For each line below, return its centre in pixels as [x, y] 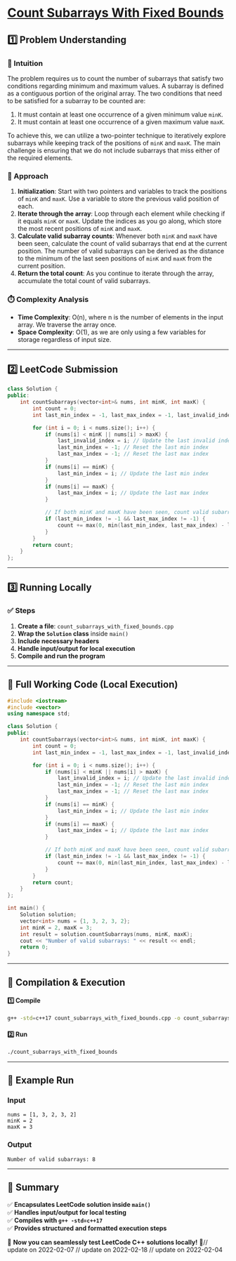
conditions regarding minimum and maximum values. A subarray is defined [116, 86]
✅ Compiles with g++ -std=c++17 [55, 1220]
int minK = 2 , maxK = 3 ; [56, 927]
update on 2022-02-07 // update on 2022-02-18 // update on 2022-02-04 [115, 1249]
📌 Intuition [25, 63]
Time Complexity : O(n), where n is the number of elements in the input [120, 317]
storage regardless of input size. [64, 340]
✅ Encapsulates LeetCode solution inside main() [79, 1204]
